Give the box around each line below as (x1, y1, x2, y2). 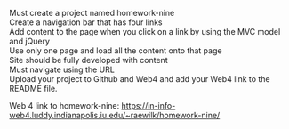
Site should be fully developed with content (9, 55, 168, 65)
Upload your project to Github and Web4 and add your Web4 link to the (9, 74, 270, 84)
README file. (9, 84, 58, 93)
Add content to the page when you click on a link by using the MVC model (9, 27, 281, 36)
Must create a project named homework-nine (9, 8, 175, 18)
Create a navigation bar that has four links (9, 17, 163, 28)
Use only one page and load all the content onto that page (9, 45, 222, 56)
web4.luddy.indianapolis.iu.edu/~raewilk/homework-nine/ (9, 110, 221, 120)
